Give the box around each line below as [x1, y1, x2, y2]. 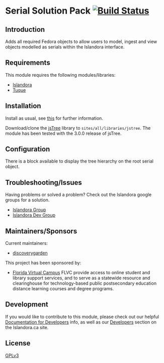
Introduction [5, 25, 45, 34]
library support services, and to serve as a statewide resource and [12, 275, 150, 281]
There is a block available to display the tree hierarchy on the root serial [5, 158, 153, 164]
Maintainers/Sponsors [5, 227, 77, 235]
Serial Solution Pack [5, 5, 91, 17]
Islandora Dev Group [12, 212, 56, 218]
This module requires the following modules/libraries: [5, 72, 116, 78]
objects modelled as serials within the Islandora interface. [5, 44, 125, 50]
